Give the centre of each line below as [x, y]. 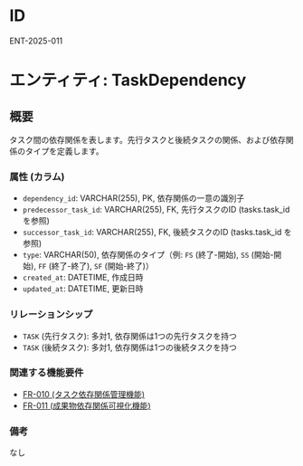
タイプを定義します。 [64, 151]
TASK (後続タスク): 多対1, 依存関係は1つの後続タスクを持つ [129, 347]
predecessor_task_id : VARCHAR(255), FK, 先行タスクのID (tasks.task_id [156, 210]
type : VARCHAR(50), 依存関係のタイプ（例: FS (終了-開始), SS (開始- [148, 255]
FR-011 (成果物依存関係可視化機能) [86, 405]
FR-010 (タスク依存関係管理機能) [84, 394]
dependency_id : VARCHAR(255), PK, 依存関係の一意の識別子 [133, 198]
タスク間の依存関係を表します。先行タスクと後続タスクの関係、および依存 [148, 139]
